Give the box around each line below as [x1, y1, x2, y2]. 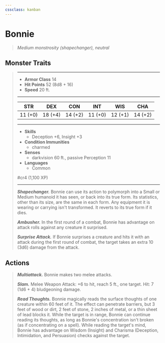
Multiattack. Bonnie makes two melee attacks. [17, 272, 112, 278]
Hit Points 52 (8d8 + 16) [24, 82, 74, 87]
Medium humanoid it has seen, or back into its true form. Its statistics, [17, 194, 159, 200]
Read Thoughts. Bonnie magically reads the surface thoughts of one [17, 296, 157, 302]
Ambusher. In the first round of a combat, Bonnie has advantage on [17, 219, 155, 225]
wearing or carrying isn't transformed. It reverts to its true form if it [17, 204, 152, 210]
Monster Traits [5, 58, 52, 67]
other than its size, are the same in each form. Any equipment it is [17, 200, 150, 205]
